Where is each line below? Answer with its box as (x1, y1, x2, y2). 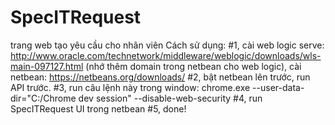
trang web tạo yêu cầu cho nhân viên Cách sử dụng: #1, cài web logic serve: (10, 39, 325, 51)
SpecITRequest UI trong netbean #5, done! (10, 102, 187, 115)
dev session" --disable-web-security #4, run (78, 92, 263, 104)
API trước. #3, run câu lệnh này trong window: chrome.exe (10, 81, 251, 93)
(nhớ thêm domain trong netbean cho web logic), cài (85, 60, 302, 72)
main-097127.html (10, 60, 84, 72)
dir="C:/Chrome (10, 92, 77, 104)
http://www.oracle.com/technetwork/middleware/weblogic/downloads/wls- (10, 49, 322, 61)
